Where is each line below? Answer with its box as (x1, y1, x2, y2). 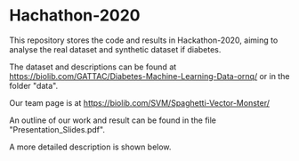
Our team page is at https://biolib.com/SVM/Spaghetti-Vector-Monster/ (9, 97, 270, 108)
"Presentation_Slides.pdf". (9, 124, 105, 134)
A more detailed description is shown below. (9, 141, 172, 152)
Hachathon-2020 (9, 5, 141, 26)
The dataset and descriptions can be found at (9, 61, 177, 72)
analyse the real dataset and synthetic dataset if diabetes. (9, 44, 222, 54)
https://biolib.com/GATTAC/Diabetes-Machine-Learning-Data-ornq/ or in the (9, 70, 290, 81)
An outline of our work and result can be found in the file (9, 115, 216, 125)
